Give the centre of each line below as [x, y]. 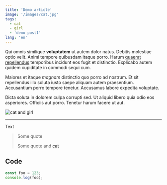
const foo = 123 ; [23, 173]
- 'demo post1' [25, 33]
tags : [11, 19]
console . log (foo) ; [24, 178]
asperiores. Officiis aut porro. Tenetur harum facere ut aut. [65, 102]
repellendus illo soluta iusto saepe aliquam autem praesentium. [70, 82]
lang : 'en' [16, 38]
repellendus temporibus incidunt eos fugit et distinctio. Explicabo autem [79, 62]
